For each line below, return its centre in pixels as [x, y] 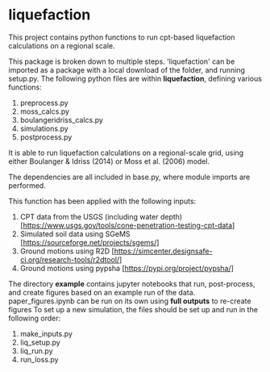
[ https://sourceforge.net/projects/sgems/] [89, 242]
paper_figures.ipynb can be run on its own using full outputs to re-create [130, 301]
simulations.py [44, 128]
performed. [27, 185]
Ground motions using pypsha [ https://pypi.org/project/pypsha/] [127, 268]
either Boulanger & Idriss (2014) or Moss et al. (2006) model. [109, 161]
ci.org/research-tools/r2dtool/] [71, 259]
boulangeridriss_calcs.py [61, 119]
